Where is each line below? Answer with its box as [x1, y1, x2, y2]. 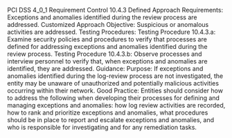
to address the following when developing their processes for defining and [7, 94, 220, 102]
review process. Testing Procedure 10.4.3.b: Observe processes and [7, 50, 202, 58]
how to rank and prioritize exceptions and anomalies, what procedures [7, 108, 208, 117]
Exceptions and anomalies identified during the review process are [7, 13, 197, 21]
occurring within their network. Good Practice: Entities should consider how [7, 86, 224, 95]
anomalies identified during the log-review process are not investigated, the [7, 72, 224, 80]
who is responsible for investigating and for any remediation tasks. [7, 124, 197, 131]
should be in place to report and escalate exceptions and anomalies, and [7, 116, 215, 124]
